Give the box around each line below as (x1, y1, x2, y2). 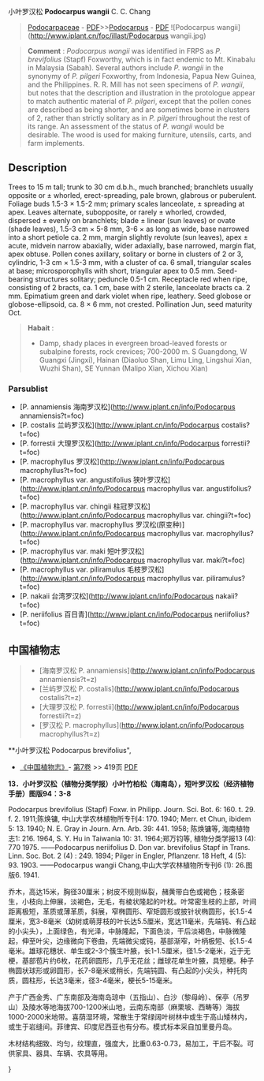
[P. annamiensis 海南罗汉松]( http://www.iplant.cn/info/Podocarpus (19, 402, 236, 412)
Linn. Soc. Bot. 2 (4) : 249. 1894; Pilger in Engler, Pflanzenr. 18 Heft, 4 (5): (8, 851, 247, 860)
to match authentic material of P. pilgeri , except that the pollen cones (27, 97, 252, 106)
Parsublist (8, 383, 49, 394)
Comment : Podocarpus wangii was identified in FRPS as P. (27, 47, 222, 55)
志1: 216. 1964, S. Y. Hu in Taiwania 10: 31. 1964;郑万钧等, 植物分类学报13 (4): (8, 833, 256, 843)
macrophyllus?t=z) (39, 729, 101, 739)
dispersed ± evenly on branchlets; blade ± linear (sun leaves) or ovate (8, 215, 236, 225)
